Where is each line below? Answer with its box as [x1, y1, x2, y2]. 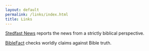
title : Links [5, 16, 33, 21]
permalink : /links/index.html [5, 12, 69, 17]
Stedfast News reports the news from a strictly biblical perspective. [5, 30, 144, 36]
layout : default [5, 7, 39, 12]
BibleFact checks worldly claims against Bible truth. [5, 40, 112, 46]
